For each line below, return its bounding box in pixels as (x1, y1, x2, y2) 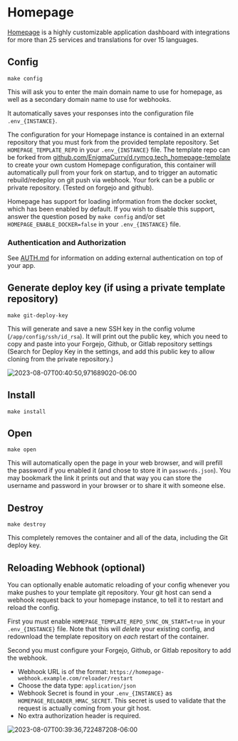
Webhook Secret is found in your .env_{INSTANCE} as (17, 689, 172, 698)
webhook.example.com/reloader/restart (17, 675, 133, 683)
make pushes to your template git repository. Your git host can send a (7, 589, 212, 597)
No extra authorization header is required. (17, 712, 141, 720)
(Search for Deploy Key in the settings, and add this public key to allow (7, 347, 215, 356)
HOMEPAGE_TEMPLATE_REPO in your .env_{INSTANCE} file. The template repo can (7, 145, 230, 154)
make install (7, 408, 46, 415)
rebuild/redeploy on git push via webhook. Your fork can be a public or (7, 175, 215, 184)
